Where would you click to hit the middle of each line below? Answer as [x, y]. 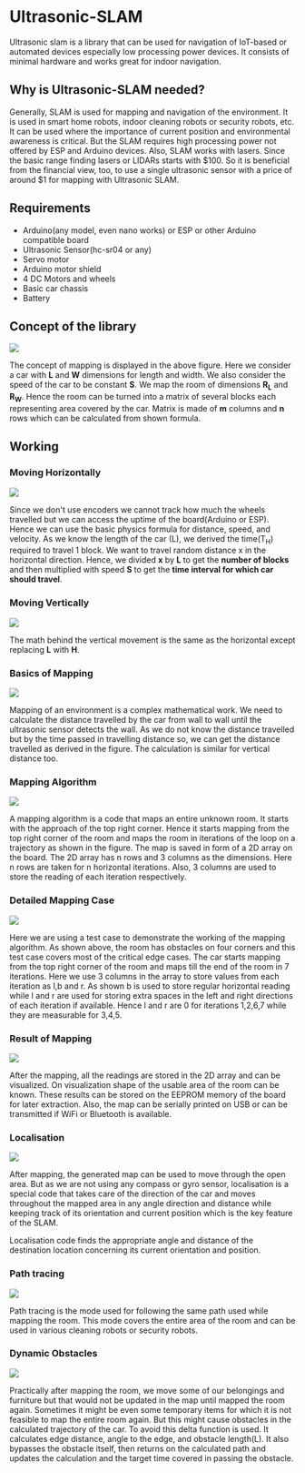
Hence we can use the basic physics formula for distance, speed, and [140, 529]
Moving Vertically [49, 603]
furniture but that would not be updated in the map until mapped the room [148, 1400]
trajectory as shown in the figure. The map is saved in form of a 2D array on [151, 848]
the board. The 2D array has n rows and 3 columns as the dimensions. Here [151, 858]
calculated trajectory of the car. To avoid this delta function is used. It [139, 1429]
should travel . [36, 579]
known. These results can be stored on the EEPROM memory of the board [148, 1094]
